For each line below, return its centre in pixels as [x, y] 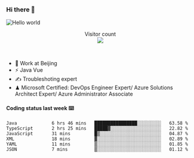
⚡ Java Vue [29, 70]
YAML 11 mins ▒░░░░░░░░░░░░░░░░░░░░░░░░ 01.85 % [97, 144]
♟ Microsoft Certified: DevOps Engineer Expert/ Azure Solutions [94, 88]
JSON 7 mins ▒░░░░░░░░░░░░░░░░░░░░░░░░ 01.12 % [97, 149]
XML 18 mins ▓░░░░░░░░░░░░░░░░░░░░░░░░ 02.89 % [97, 139]
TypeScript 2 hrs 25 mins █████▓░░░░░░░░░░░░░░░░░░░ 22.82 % [97, 128]
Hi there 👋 [21, 10]
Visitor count [100, 34]
